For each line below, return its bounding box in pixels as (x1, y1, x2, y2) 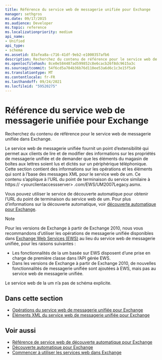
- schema (5, 48, 23, 52)
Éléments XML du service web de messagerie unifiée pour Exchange (12, 312, 150, 318)
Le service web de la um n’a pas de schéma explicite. (5, 280, 112, 286)
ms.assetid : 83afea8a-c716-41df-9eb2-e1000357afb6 (5, 52, 110, 57)
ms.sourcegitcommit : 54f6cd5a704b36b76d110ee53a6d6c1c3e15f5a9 (5, 66, 136, 71)
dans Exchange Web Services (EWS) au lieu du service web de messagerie (5, 236, 156, 242)
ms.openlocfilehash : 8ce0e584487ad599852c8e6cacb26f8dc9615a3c (5, 61, 136, 66)
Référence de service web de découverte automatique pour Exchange (12, 339, 153, 345)
